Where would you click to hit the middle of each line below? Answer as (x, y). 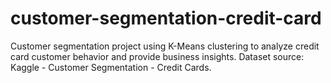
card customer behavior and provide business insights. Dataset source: (157, 56)
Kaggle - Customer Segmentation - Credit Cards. (111, 67)
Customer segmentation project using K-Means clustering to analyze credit (165, 46)
